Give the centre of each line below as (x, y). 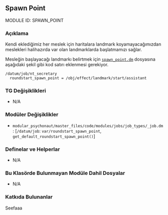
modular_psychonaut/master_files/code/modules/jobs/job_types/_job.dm (88, 126)
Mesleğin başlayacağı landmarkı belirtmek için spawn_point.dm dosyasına (80, 59)
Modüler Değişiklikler (32, 115)
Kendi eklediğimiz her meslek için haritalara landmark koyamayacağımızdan (83, 44)
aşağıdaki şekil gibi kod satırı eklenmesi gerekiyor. (57, 65)
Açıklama (17, 33)
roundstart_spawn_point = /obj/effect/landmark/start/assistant (78, 78)
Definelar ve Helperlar (33, 149)
